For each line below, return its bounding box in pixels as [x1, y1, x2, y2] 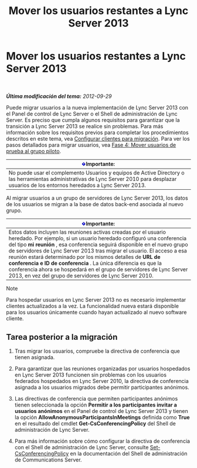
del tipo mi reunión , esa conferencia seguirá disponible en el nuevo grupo [8, 241, 189, 248]
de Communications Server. [14, 456, 82, 463]
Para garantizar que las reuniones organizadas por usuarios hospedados [14, 365, 191, 373]
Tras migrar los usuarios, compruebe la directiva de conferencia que [14, 347, 181, 355]
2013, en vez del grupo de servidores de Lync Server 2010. [8, 272, 154, 279]
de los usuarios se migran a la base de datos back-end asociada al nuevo [6, 201, 184, 208]
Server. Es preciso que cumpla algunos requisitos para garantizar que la [6, 116, 180, 124]
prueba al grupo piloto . [6, 148, 62, 155]
